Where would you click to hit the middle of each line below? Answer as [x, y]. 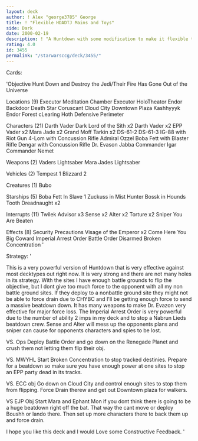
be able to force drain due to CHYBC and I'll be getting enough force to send [99, 299]
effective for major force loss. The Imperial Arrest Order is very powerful [94, 312]
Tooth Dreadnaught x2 [33, 203]
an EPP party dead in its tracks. [44, 372]
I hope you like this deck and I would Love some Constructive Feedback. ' [95, 432]
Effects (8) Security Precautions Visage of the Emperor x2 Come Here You [96, 232]
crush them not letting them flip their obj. [56, 348]
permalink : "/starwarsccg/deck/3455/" [54, 56]
